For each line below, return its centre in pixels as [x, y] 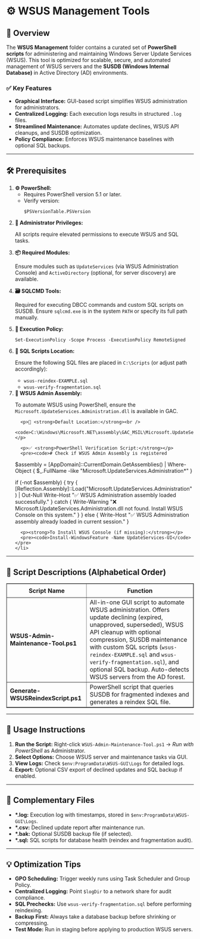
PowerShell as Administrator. [50, 750]
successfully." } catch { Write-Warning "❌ [66, 502]
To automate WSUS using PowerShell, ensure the [75, 405]
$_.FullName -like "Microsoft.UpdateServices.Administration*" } [115, 471]
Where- [177, 464]
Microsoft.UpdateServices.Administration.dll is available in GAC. [96, 411]
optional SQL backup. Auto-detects [139, 669]
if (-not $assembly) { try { [46, 482]
